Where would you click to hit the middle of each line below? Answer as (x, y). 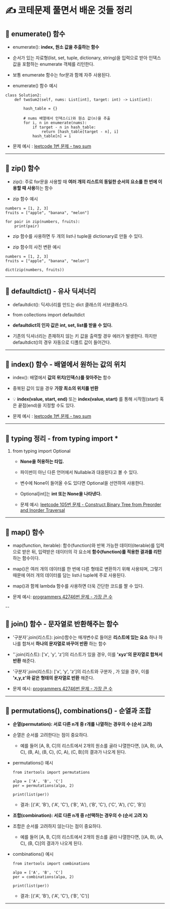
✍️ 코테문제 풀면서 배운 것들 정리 (69, 10)
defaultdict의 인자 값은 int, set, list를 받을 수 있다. (62, 325)
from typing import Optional (41, 451)
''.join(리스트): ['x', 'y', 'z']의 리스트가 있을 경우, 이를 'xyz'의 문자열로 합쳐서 (88, 654)
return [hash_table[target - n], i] (80, 132)
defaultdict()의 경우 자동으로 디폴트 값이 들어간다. (62, 342)
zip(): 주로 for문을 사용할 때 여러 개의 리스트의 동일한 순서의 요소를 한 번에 (85, 181)
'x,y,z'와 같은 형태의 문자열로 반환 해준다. (53, 678)
